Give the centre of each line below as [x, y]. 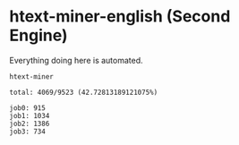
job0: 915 [28, 108]
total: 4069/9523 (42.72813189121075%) [84, 92]
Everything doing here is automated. [76, 60]
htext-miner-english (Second [120, 17]
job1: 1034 [30, 115]
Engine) [39, 35]
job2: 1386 [30, 124]
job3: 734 [28, 132]
